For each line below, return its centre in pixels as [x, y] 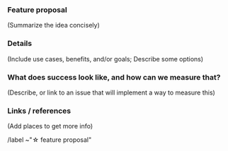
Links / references [39, 111]
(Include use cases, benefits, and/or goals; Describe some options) [106, 59]
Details [20, 44]
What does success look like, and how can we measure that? [114, 77]
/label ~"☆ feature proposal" [50, 140]
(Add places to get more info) [50, 126]
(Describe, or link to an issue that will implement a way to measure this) [112, 92]
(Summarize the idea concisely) [54, 25]
